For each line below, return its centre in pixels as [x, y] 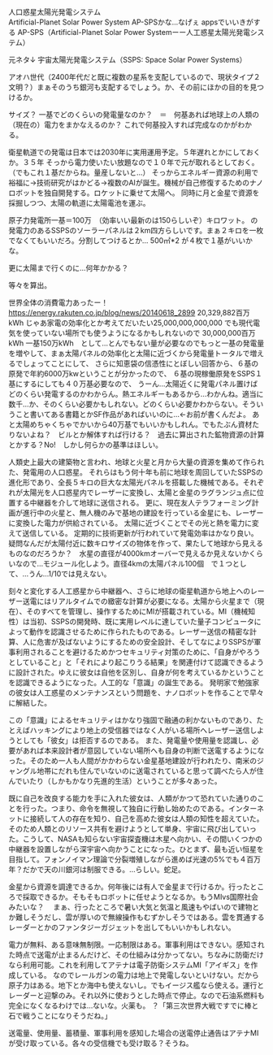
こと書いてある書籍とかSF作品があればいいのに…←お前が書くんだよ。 [132, 414]
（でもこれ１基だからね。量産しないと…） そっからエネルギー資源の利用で [134, 172]
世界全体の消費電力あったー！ [58, 302]
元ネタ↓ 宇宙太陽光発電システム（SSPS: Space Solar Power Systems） [128, 60]
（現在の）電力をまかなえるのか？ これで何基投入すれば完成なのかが [123, 125]
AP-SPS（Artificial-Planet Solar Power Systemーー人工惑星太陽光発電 [134, 32]
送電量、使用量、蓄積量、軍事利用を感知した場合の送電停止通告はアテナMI [134, 1033]
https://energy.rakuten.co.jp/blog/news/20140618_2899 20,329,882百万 [129, 313]
